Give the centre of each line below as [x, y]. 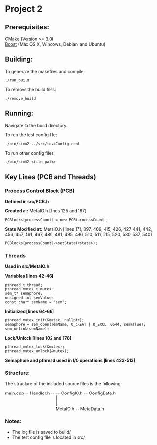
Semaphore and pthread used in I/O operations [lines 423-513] [70, 360]
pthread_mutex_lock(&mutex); [35, 347]
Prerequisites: [27, 27]
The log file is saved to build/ [41, 432]
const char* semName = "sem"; [36, 302]
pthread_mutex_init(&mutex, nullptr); [45, 320]
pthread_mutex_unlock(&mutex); [37, 351]
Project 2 [24, 9]
